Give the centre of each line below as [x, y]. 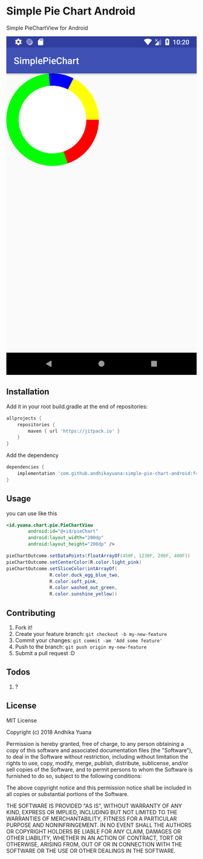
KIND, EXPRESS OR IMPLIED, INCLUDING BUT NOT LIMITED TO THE [92, 812]
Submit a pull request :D [45, 653]
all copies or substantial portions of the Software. [67, 794]
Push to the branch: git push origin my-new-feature [81, 647]
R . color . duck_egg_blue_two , [85, 575]
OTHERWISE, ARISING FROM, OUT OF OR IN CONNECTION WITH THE [94, 844]
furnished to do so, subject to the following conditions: [74, 776]
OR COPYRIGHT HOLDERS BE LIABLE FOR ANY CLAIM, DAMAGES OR [94, 831]
